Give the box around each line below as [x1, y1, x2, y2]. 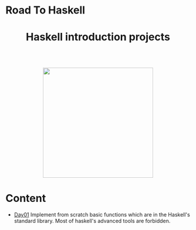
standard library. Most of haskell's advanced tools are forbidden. [13, 218, 171, 225]
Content [5, 192, 46, 205]
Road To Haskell [5, 4, 86, 17]
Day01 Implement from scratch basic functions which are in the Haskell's [13, 211, 190, 218]
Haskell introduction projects [25, 31, 171, 44]
